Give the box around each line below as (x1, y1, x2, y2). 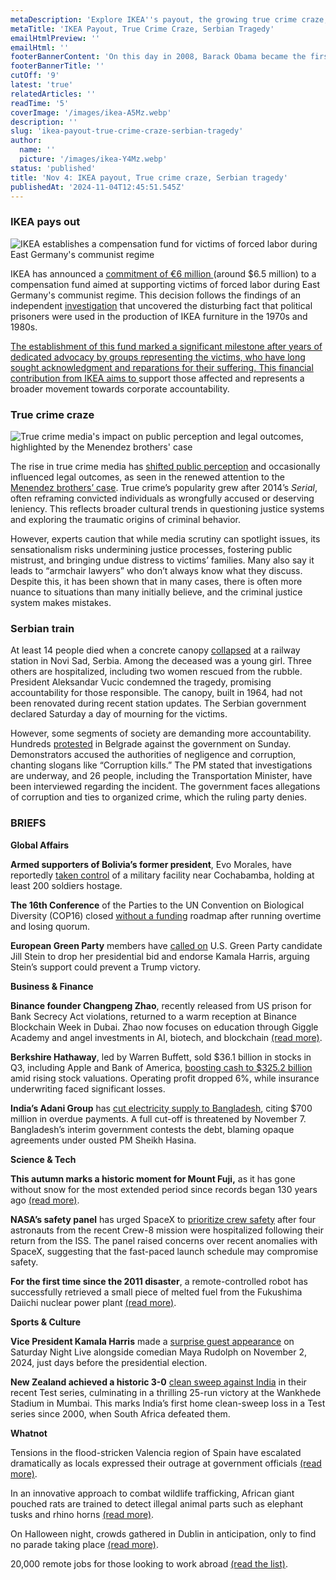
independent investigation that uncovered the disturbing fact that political (10, 299, 313, 311)
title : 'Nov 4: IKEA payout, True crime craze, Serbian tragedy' (10, 172, 288, 183)
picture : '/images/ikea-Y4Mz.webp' (19, 154, 168, 164)
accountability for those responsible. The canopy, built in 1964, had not (10, 687, 303, 699)
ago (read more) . (10, 1194, 80, 1206)
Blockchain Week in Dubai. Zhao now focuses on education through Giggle (10, 1021, 319, 1033)
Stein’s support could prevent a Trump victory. (10, 961, 201, 973)
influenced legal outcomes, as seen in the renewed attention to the (10, 471, 285, 483)
